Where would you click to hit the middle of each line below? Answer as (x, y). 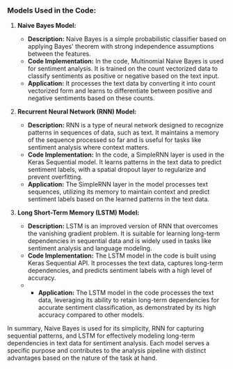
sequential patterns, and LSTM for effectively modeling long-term (101, 336)
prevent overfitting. (55, 177)
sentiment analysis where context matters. (88, 148)
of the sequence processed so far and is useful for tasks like (114, 140)
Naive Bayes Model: (47, 26)
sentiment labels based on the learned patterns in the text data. (119, 199)
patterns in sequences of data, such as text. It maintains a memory (123, 133)
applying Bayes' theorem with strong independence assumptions (121, 47)
